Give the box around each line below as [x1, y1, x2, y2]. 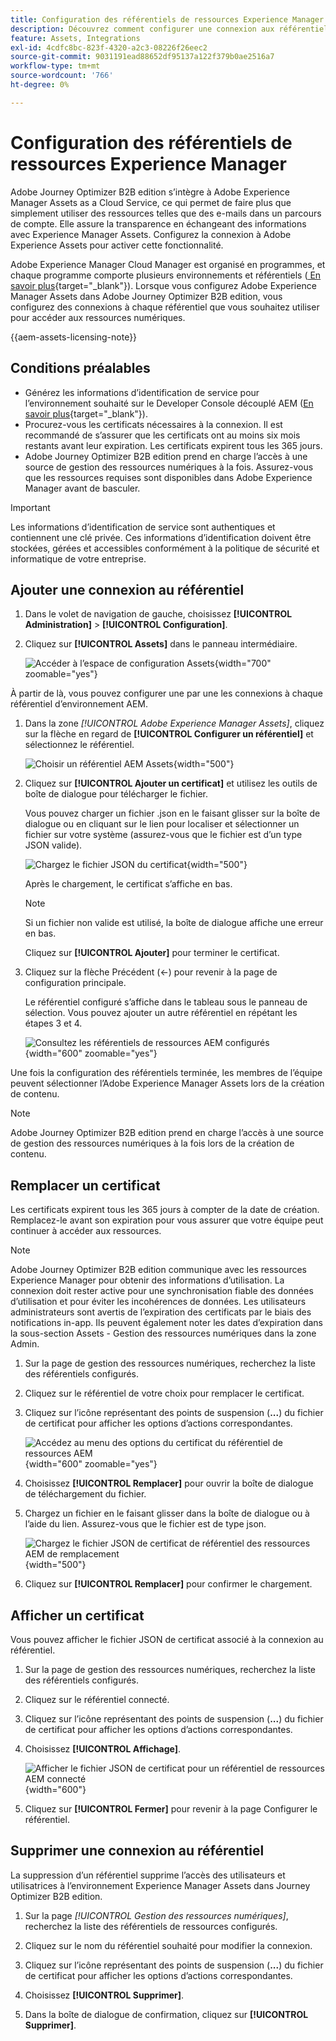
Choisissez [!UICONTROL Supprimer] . [24, 1989, 185, 2001]
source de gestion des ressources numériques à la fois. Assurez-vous [24, 461, 314, 473]
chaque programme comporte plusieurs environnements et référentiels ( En [10, 269, 322, 281]
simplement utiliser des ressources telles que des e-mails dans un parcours [10, 207, 322, 219]
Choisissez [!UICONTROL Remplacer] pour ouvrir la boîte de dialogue [24, 1477, 314, 1490]
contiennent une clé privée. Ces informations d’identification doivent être [10, 531, 312, 543]
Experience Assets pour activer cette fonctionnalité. [10, 239, 224, 251]
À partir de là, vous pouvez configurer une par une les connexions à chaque [10, 687, 324, 700]
